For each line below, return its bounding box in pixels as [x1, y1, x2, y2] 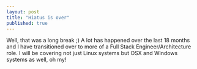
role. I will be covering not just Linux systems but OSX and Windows [6, 50, 178, 57]
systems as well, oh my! [6, 56, 67, 64]
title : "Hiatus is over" [6, 15, 70, 21]
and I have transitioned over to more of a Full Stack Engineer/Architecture [6, 43, 191, 50]
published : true [6, 20, 48, 26]
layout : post [6, 8, 40, 15]
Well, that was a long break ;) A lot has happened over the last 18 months [6, 37, 190, 44]
